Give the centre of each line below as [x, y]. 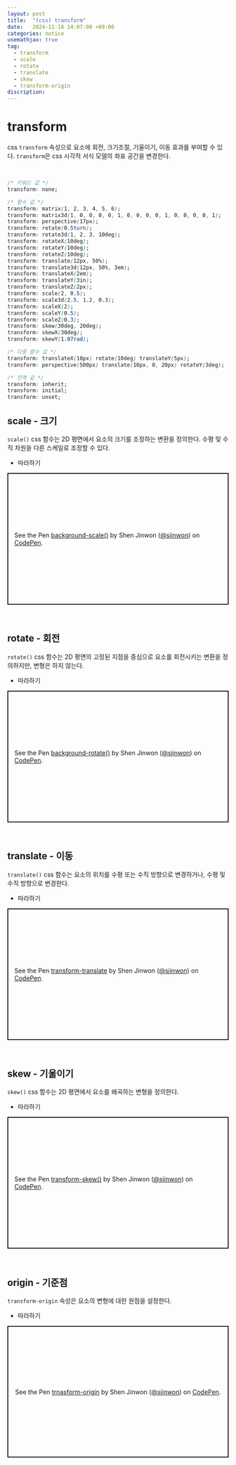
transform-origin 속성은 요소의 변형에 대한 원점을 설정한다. [90, 1301]
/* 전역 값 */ [26, 377]
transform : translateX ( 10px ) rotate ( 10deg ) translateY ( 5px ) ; [99, 358]
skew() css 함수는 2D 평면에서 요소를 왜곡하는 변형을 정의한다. [93, 1092]
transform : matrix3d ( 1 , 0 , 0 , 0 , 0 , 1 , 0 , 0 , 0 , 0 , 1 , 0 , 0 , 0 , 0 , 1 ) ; [114, 215]
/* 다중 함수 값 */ [32, 352]
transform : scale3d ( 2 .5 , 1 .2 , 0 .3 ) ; [61, 300]
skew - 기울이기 [40, 1074]
